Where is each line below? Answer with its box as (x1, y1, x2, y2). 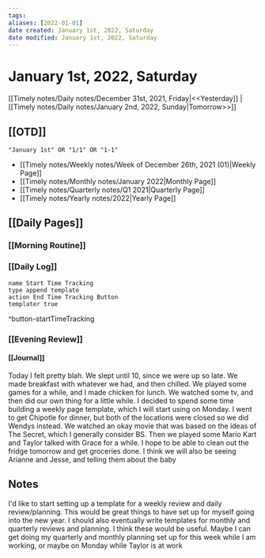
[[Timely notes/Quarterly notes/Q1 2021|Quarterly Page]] (19, 185, 206, 194)
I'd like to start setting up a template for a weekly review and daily (8, 499, 222, 508)
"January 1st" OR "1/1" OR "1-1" (8, 146, 119, 154)
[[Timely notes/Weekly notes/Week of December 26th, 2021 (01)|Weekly (19, 160, 256, 169)
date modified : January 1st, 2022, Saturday (8, 33, 157, 42)
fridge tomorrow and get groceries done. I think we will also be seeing (8, 446, 237, 455)
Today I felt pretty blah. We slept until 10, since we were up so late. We (8, 371, 238, 380)
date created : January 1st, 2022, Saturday (8, 26, 154, 34)
